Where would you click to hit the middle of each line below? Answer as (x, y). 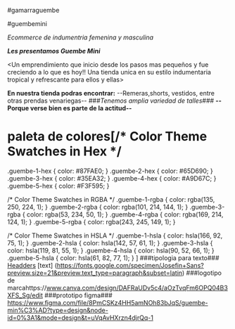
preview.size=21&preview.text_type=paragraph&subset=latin (95, 273)
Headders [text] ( (32, 265)
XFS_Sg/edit (25, 295)
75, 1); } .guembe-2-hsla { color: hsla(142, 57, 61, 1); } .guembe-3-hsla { (110, 243)
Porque (18, 108)
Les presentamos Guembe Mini (54, 51)
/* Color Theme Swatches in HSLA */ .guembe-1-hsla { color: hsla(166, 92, (115, 236)
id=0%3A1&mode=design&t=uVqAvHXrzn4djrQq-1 (80, 317)
